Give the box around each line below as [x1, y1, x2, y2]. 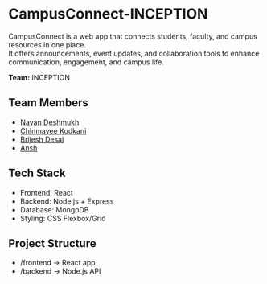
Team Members [8, 96, 88, 109]
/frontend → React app [19, 258, 96, 268]
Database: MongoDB [19, 204, 89, 214]
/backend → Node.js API [19, 266, 101, 276]
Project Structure [8, 237, 97, 250]
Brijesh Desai [19, 134, 64, 144]
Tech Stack [8, 167, 66, 180]
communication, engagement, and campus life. [8, 57, 165, 67]
